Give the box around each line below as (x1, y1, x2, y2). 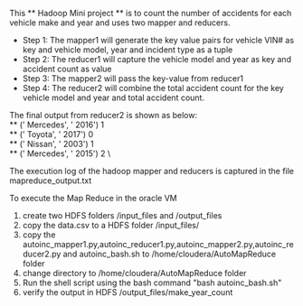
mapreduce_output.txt (9, 175, 92, 186)
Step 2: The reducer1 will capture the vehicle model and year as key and (22, 54, 292, 64)
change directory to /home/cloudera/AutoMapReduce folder (22, 268, 247, 278)
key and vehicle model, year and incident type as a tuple (22, 44, 233, 55)
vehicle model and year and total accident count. (22, 92, 205, 103)
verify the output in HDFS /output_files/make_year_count (22, 287, 233, 297)
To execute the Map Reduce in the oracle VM (9, 193, 178, 203)
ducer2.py (22, 248, 62, 259)
